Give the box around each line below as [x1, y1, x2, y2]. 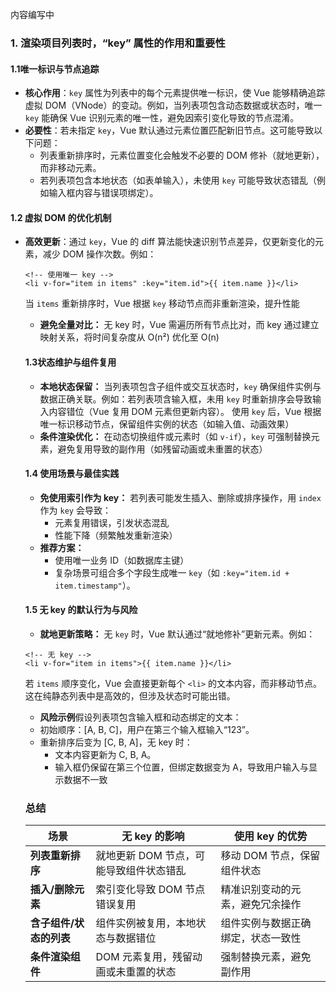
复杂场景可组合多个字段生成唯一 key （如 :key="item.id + [54, 566, 290, 578]
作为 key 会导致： [39, 504, 112, 516]
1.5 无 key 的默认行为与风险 [24, 604, 138, 616]
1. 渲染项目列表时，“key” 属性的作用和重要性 [10, 36, 226, 50]
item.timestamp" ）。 [54, 579, 136, 591]
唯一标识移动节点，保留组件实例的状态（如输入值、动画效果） [39, 418, 295, 430]
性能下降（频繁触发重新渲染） [54, 529, 178, 541]
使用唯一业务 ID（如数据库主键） [54, 554, 190, 566]
